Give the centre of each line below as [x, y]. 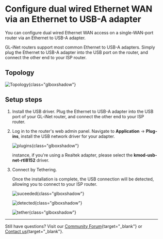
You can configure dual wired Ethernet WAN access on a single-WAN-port [79, 32]
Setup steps [24, 100]
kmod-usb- [146, 155]
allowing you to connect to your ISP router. [55, 184]
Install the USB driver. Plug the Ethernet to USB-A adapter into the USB [83, 111]
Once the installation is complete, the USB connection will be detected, [83, 179]
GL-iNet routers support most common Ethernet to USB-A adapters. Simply [80, 47]
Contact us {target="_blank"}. [34, 231]
